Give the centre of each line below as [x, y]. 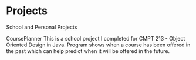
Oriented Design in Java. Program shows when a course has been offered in [98, 45]
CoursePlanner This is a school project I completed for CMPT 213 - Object [96, 38]
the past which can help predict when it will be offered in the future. [88, 51]
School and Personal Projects [42, 27]
